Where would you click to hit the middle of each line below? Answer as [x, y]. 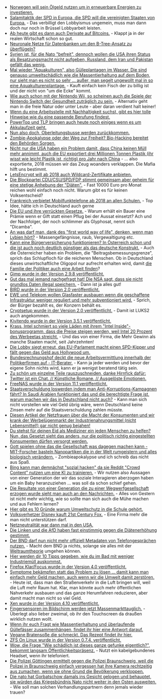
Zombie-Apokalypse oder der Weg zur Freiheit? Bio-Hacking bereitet [79, 138]
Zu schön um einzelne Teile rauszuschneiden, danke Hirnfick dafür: [78, 373]
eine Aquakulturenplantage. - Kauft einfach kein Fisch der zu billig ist [79, 85]
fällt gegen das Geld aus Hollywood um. [50, 352]
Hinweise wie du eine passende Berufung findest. [60, 117]
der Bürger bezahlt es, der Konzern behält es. [56, 305]
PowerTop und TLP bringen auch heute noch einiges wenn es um [75, 122]
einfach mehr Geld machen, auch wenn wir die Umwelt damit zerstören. [82, 577]
